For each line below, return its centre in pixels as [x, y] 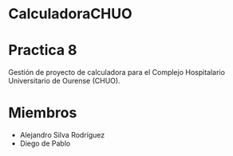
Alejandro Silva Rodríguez [62, 135]
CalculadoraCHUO [71, 14]
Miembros [43, 113]
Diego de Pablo [45, 143]
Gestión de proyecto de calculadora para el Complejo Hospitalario [117, 72]
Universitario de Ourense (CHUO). [65, 81]
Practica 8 [43, 51]
